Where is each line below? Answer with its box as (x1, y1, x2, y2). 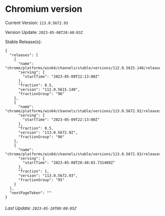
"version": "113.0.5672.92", (18, 130, 78, 135)
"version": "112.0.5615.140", (18, 87, 80, 92)
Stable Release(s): (5, 38, 42, 45)
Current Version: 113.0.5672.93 (5, 20, 68, 26)
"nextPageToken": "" (9, 190, 52, 195)
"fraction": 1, (18, 169, 50, 174)
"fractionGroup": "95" (18, 177, 65, 183)
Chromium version (5, 3, 82, 15)
